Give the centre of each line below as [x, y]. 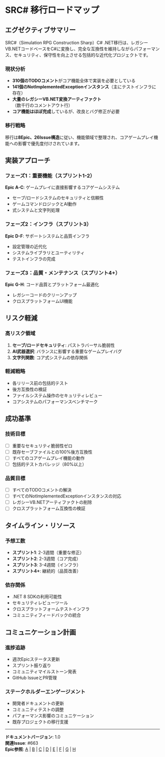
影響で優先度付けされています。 [50, 143]
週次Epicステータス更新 [36, 659]
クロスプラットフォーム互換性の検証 [49, 508]
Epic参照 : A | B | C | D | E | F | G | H [41, 749]
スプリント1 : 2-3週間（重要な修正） [48, 553]
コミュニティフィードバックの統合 [46, 615]
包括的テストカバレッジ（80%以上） [49, 464]
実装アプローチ [28, 160]
